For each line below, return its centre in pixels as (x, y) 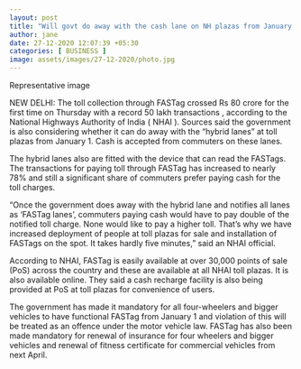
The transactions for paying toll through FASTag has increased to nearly (143, 168)
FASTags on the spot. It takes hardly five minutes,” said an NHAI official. (143, 243)
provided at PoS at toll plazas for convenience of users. (112, 289)
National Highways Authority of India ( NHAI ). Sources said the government (150, 122)
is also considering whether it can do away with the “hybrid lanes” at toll (143, 131)
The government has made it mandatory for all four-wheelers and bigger (144, 307)
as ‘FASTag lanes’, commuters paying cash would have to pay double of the (150, 214)
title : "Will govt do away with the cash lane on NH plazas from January (151, 26)
